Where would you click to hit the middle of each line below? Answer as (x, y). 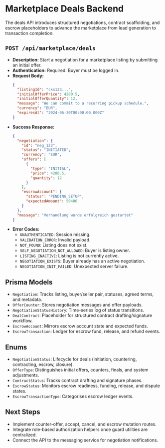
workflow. (22, 321)
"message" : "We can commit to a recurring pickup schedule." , (83, 103)
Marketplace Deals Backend (64, 9)
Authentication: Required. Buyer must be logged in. (66, 70)
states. (19, 391)
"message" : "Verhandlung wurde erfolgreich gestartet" (75, 215)
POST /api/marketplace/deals (51, 48)
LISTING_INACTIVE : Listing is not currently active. (69, 256)
